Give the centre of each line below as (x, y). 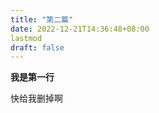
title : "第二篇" (42, 19)
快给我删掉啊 (36, 98)
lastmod (26, 38)
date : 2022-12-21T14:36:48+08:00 (80, 29)
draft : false (37, 47)
